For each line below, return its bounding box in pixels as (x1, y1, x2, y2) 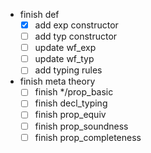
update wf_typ (34, 53, 95, 65)
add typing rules (34, 64, 103, 76)
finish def (19, 9, 60, 20)
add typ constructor (34, 30, 118, 43)
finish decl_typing (34, 97, 108, 109)
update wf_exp (34, 42, 97, 54)
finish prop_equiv (34, 109, 107, 121)
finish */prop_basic (34, 86, 114, 98)
